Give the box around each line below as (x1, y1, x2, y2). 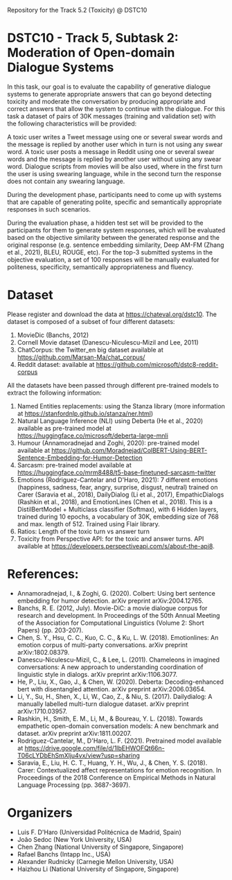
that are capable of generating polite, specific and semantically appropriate (7, 198, 222, 206)
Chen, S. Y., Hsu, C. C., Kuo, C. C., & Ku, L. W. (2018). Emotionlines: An (17, 633, 219, 641)
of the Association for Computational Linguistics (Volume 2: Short (17, 619, 204, 627)
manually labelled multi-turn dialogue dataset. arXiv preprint (17, 700, 189, 708)
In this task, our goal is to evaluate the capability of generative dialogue (7, 83, 211, 91)
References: (7, 567, 79, 582)
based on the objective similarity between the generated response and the (7, 233, 220, 241)
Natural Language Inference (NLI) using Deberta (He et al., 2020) (17, 416, 204, 425)
